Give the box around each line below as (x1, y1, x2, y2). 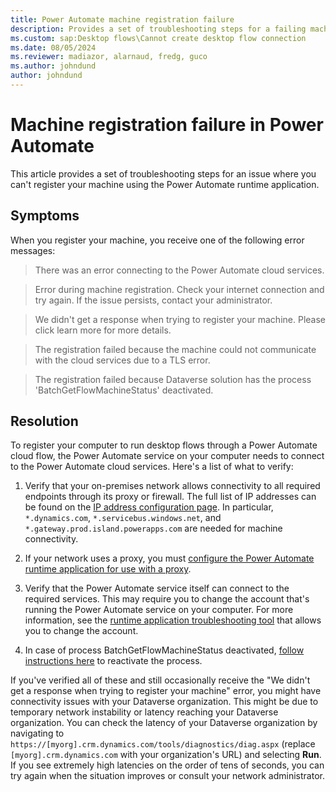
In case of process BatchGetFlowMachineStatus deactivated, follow (24, 644, 305, 656)
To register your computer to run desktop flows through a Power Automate (10, 439, 318, 451)
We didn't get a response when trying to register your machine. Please (34, 313, 326, 325)
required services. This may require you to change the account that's (24, 593, 310, 605)
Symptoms (10, 207, 80, 225)
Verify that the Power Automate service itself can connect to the (24, 582, 290, 595)
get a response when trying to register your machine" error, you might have (10, 685, 322, 697)
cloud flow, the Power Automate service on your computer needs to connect (10, 450, 325, 462)
